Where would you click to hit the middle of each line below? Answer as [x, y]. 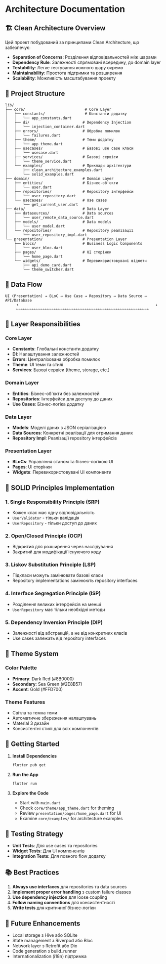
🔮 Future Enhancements [43, 923]
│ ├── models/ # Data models [58, 222]
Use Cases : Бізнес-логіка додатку [48, 404]
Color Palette [21, 668]
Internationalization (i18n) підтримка [49, 956]
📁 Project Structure [35, 94]
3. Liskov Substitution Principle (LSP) [51, 565]
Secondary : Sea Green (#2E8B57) [47, 684]
